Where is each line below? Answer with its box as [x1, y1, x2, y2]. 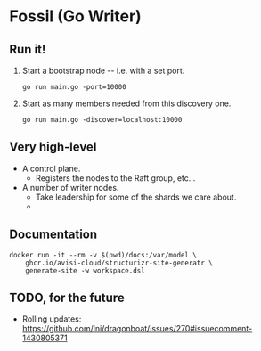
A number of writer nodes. [21, 182, 119, 192]
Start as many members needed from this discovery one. [21, 98, 232, 109]
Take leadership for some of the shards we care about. [35, 192, 237, 202]
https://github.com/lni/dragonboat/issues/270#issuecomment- [21, 323, 253, 334]
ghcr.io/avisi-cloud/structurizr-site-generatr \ [25, 258, 214, 267]
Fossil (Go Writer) [9, 6, 143, 27]
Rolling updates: [21, 314, 82, 324]
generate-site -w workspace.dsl [25, 265, 145, 275]
